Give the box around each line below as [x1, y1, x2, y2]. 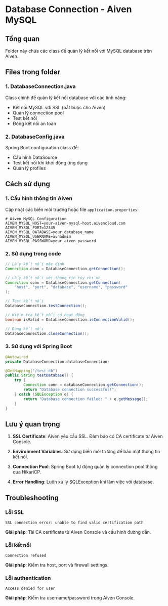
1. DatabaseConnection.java [5, 83, 76, 90]
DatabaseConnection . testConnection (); [5, 304, 87, 309]
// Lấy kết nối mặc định [5, 262, 65, 267]
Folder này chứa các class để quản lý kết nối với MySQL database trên [5, 48, 152, 54]
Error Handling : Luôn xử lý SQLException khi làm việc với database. [12, 479, 154, 485]
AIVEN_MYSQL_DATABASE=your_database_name [5, 229, 94, 235]
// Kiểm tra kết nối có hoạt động [5, 312, 85, 317]
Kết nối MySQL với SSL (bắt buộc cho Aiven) [12, 104, 106, 110]
